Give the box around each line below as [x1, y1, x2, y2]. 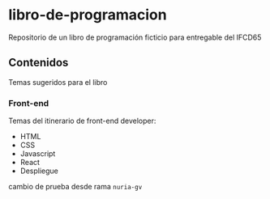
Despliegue [19, 166, 58, 176]
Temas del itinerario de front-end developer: [8, 116, 156, 126]
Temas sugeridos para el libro [8, 77, 108, 87]
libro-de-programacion [8, 6, 168, 24]
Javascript [19, 149, 56, 159]
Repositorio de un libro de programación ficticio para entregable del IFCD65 [8, 32, 262, 42]
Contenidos [8, 56, 69, 70]
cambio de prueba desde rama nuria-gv [8, 182, 143, 192]
